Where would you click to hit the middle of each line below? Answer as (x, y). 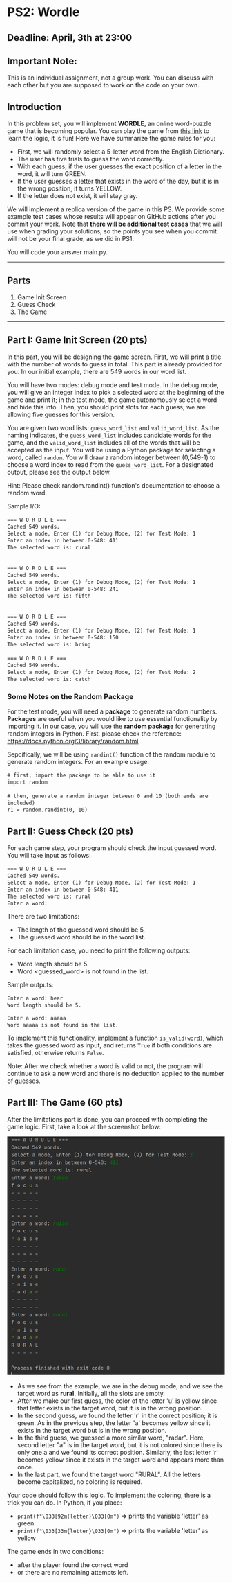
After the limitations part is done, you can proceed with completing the (108, 1119)
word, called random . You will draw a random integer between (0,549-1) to (112, 457)
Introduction (35, 107)
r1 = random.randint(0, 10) (48, 810)
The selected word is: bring (49, 644)
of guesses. (24, 1081)
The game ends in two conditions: (56, 1551)
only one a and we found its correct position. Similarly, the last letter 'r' (118, 1452)
